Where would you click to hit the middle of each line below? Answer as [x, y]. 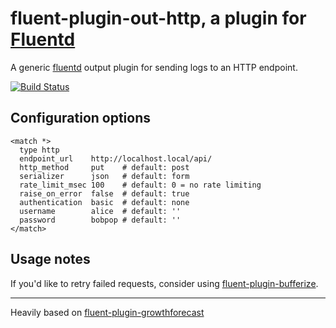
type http [39, 150]
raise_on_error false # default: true [104, 193]
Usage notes [50, 259]
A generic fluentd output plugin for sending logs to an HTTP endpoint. [154, 67]
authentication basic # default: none [104, 202]
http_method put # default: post [104, 167]
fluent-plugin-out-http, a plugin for [158, 18]
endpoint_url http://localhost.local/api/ [116, 158]
